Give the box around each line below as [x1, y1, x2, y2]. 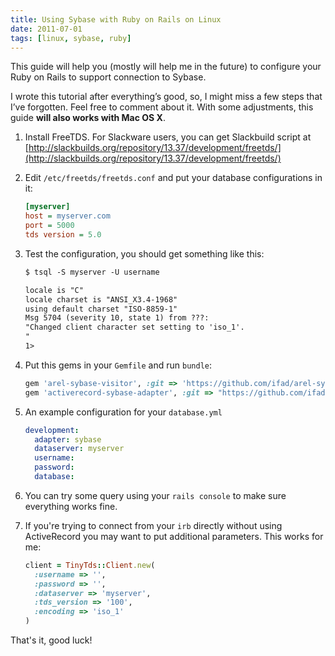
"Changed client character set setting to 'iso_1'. [24, 322, 245, 333]
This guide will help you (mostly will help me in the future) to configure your [10, 61, 322, 73]
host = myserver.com [24, 211, 111, 221]
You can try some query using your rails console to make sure [24, 489, 287, 501]
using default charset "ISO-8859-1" [24, 304, 178, 314]
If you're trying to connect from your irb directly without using [24, 519, 283, 531]
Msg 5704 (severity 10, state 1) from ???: [24, 313, 210, 323]
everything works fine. [24, 500, 118, 512]
